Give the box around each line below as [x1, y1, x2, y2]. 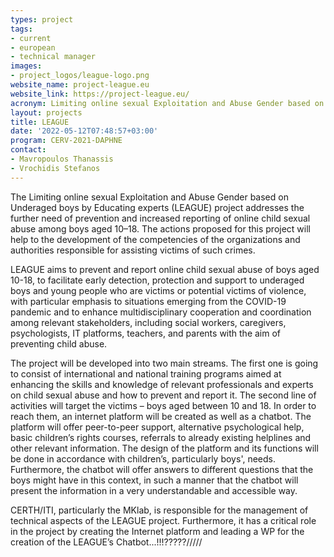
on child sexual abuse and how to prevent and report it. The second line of [10, 389, 317, 401]
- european [10, 42, 56, 53]
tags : [10, 24, 33, 34]
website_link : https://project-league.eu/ [10, 89, 190, 99]
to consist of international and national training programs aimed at [10, 367, 282, 380]
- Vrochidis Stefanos [10, 163, 101, 173]
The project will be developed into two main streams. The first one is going [10, 357, 319, 369]
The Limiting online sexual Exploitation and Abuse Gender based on [10, 191, 289, 203]
